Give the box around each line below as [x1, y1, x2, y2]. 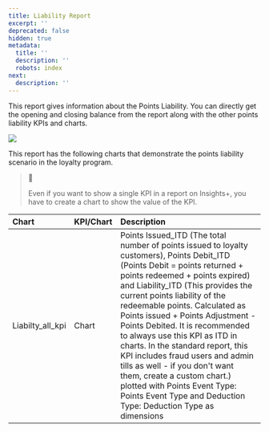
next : [8, 71, 26, 79]
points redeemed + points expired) [119, 270, 251, 281]
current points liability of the [119, 290, 226, 301]
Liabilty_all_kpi [12, 320, 66, 331]
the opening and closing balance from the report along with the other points [8, 109, 259, 119]
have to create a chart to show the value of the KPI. [27, 197, 198, 206]
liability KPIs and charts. [8, 118, 88, 128]
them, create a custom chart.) [119, 370, 232, 381]
